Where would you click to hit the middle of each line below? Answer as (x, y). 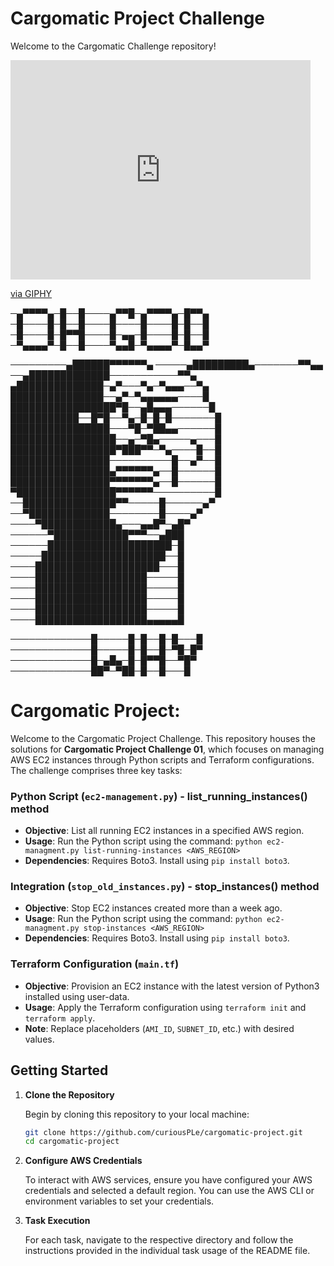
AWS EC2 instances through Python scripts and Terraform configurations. (162, 759)
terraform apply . (60, 1018)
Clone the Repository (69, 1094)
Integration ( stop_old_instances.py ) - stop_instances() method (165, 887)
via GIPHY (31, 293)
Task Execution (57, 1221)
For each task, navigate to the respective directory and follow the (159, 1240)
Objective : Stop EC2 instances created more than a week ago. (153, 908)
